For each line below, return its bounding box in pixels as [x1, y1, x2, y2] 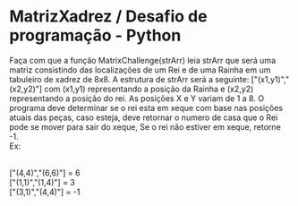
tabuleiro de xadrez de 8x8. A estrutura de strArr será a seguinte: [9, 73, 250, 84]
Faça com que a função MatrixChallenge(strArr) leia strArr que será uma [9, 55, 276, 65]
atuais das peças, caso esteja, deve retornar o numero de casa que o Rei [9, 112, 278, 123]
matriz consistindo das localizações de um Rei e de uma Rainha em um [9, 64, 271, 75]
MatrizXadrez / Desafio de [9, 6, 208, 27]
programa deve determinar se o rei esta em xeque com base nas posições [9, 102, 284, 113]
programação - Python [9, 25, 182, 46]
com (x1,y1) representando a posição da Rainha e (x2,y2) [44, 83, 254, 94]
